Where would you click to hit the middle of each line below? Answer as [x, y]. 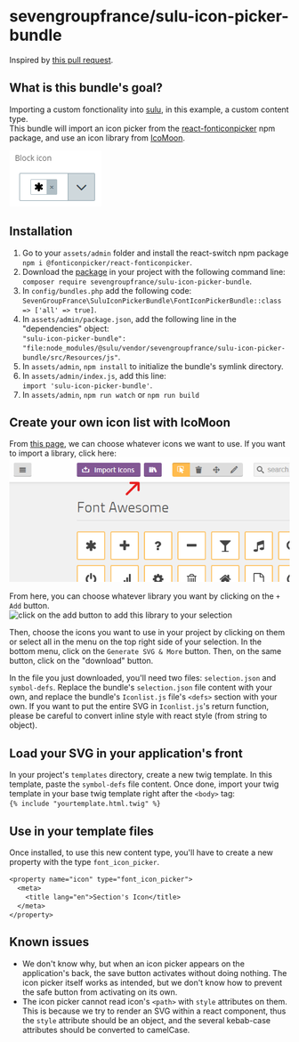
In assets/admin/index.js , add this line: [94, 376]
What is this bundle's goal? [86, 88]
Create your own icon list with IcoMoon [120, 422]
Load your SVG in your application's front [126, 753]
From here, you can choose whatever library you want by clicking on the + [145, 596]
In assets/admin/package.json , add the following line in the [129, 319]
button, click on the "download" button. [81, 661]
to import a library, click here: [63, 453]
